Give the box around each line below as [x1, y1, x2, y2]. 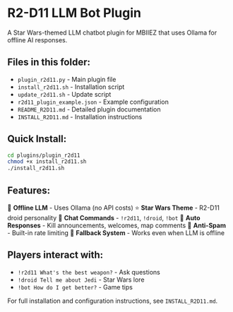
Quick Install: [7, 133, 67, 145]
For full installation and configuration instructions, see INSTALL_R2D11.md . [7, 296, 218, 305]
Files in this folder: [7, 56, 90, 68]
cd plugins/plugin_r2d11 [7, 152, 80, 159]
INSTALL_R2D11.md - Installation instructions [17, 112, 143, 121]
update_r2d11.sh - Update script [17, 90, 112, 98]
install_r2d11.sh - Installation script [17, 83, 125, 91]
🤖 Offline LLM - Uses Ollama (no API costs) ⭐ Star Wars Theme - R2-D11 [7, 203, 220, 212]
